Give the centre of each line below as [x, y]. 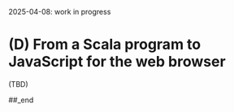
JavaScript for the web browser [117, 62]
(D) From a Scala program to [105, 45]
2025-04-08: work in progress [60, 12]
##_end [21, 100]
